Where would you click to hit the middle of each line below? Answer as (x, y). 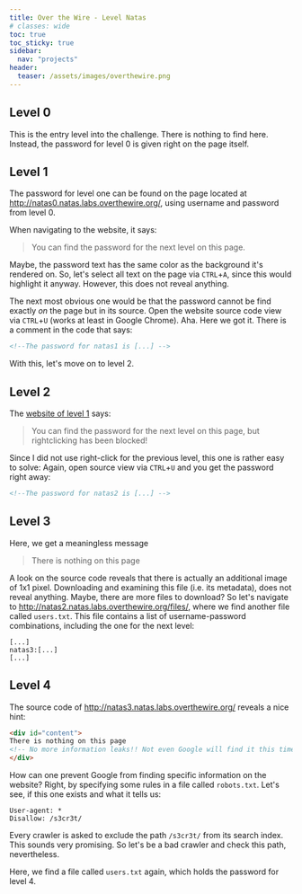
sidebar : (26, 51)
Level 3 (30, 522)
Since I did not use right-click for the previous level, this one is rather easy (147, 458)
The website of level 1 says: (60, 413)
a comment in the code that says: (71, 330)
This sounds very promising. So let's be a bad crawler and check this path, (148, 845)
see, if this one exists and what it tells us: (85, 794)
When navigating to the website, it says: (83, 230)
